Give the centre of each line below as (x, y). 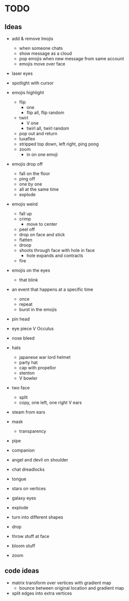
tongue (19, 479)
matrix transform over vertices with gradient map (61, 583)
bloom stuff (23, 546)
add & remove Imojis (32, 38)
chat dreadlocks (28, 469)
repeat (26, 304)
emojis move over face (42, 64)
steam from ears (28, 412)
